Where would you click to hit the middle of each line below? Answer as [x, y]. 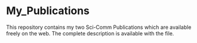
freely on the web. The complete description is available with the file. [90, 33]
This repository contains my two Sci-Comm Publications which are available [99, 27]
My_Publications [48, 11]
